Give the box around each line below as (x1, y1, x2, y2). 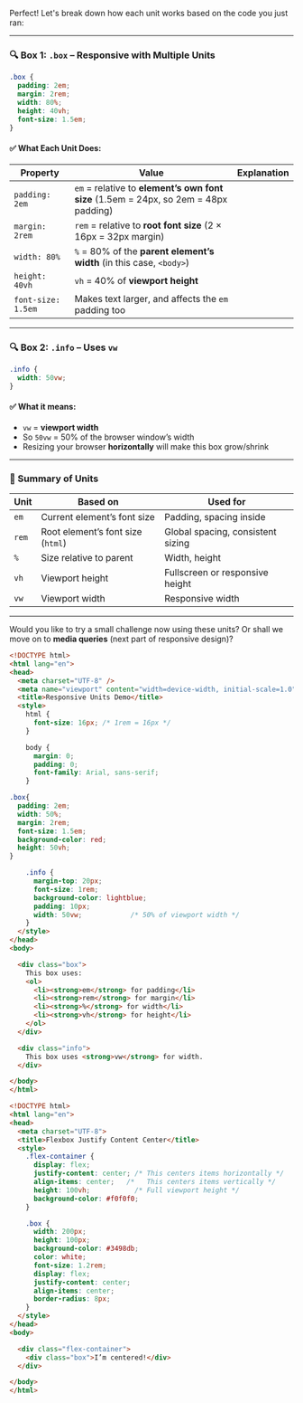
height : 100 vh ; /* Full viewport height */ (32, 1185, 241, 1195)
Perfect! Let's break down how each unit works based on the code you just (9, 8, 289, 18)
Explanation (237, 166, 289, 179)
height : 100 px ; (32, 1236, 91, 1245)
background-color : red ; (17, 835, 106, 844)
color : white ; (32, 1253, 87, 1262)
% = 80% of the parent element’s (74, 244, 215, 257)
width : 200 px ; (32, 1228, 87, 1237)
